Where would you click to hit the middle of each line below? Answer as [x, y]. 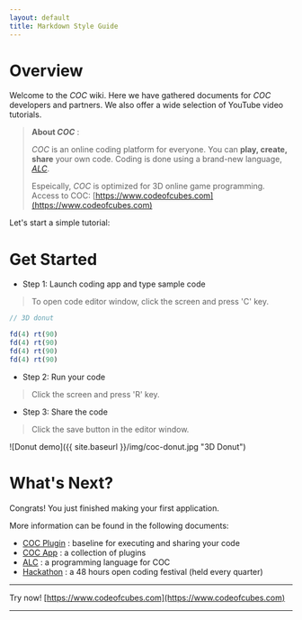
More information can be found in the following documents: [119, 525]
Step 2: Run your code [64, 377]
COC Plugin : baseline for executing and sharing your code [131, 542]
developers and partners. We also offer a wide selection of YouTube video [147, 105]
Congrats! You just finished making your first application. [115, 508]
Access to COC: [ [63, 196]
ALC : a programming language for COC [96, 562]
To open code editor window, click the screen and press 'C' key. [150, 302]
